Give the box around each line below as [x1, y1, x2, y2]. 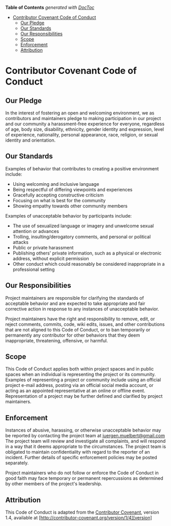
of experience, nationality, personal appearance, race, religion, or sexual [5, 132, 158, 138]
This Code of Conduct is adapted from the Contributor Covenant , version [5, 509, 160, 515]
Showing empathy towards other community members [12, 203, 128, 209]
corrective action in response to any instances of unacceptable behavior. [5, 305, 159, 312]
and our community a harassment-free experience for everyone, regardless [5, 121, 165, 127]
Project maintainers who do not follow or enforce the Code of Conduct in [5, 470, 159, 476]
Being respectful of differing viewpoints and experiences [12, 186, 133, 192]
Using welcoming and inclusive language [12, 181, 99, 187]
